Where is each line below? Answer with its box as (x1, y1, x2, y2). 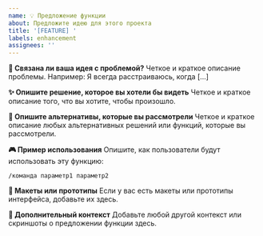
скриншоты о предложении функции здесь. (8, 218, 157, 228)
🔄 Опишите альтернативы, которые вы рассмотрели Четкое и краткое (8, 112, 255, 122)
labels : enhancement (8, 34, 78, 42)
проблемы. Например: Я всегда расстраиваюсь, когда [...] (8, 72, 209, 82)
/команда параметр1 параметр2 (8, 172, 110, 180)
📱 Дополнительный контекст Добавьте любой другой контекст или (8, 210, 242, 220)
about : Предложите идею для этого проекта (8, 19, 152, 27)
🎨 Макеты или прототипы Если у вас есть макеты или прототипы (8, 186, 233, 196)
